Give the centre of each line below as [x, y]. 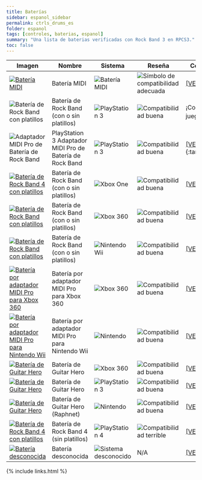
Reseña [158, 66]
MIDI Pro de [69, 148]
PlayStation [68, 133]
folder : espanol [26, 29]
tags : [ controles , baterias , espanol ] [55, 34]
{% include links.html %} [37, 471]
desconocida [70, 456]
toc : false [20, 46]
